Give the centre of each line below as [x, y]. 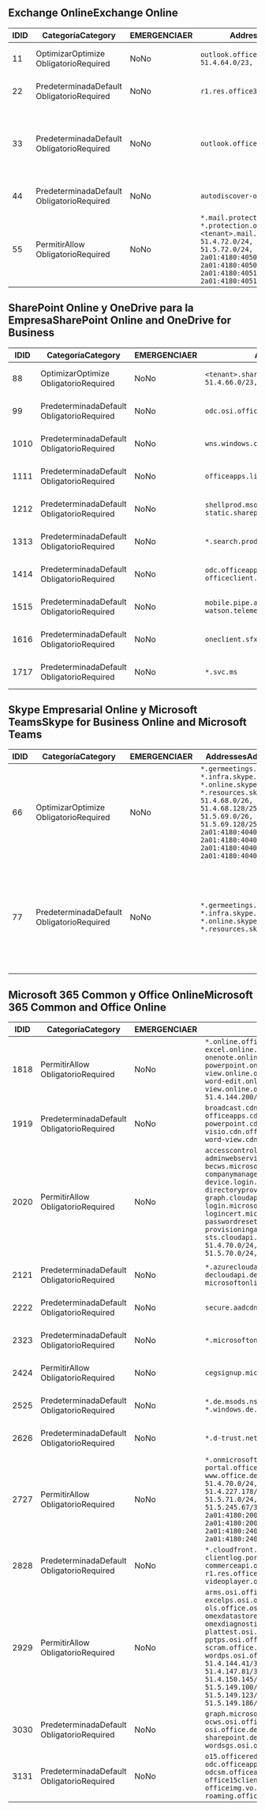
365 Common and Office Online [88, 1007]
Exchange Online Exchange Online [93, 13]
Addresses [226, 757]
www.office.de [231, 1476]
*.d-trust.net [231, 1438]
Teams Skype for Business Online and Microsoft [127, 722]
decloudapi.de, [233, 1275]
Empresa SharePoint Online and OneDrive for [119, 321]
